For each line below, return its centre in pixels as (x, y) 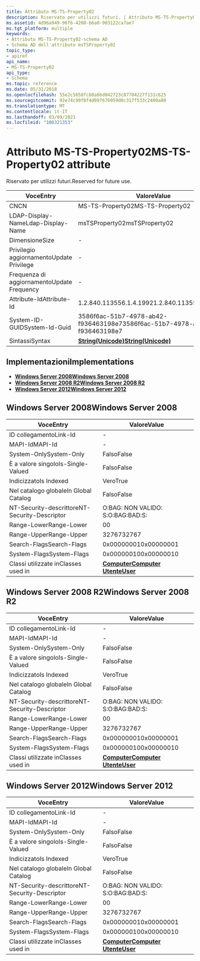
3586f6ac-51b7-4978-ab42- (123, 317)
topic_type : (21, 51)
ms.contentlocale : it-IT (37, 111)
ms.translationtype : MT (36, 106)
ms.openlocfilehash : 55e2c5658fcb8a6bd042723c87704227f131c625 (86, 95)
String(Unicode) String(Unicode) (125, 341)
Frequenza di (27, 275)
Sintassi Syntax (30, 341)
